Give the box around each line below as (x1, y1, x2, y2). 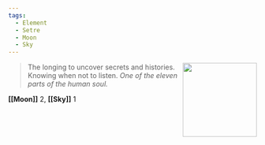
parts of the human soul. (27, 80, 108, 89)
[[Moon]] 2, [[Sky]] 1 (8, 95, 77, 104)
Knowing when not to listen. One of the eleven (27, 71, 177, 80)
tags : (8, 11, 26, 20)
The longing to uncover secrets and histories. (27, 62, 175, 72)
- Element (15, 19, 47, 27)
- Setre (15, 26, 41, 34)
